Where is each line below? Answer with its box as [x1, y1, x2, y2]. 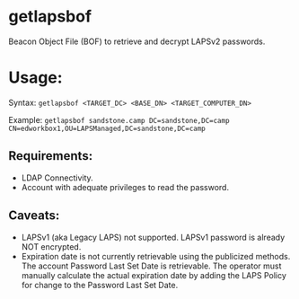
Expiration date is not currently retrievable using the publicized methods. [21, 251, 291, 261]
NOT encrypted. [21, 241, 82, 252]
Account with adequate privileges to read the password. [21, 181, 230, 192]
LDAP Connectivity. [21, 172, 93, 183]
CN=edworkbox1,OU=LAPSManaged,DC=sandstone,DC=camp [8, 124, 206, 133]
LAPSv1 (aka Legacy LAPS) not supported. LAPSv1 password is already [21, 232, 286, 242]
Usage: [8, 67, 64, 88]
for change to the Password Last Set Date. [21, 279, 179, 290]
